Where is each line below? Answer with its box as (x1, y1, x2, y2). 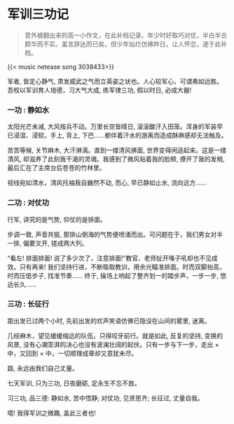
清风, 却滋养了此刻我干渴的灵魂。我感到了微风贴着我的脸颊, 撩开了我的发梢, (7, 155, 225, 164)
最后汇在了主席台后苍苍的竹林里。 (7, 164, 106, 172)
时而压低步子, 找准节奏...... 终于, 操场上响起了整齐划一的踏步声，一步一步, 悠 (7, 271, 227, 279)
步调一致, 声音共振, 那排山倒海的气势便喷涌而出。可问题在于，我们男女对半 (7, 230, 223, 239)
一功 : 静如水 (7, 105, 50, 114)
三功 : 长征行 (7, 299, 50, 309)
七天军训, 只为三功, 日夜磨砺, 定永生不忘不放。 (7, 378, 141, 387)
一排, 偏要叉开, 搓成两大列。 (7, 239, 88, 247)
